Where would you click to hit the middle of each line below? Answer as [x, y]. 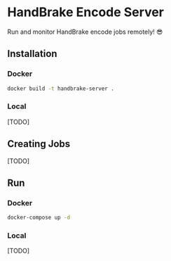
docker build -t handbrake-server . [61, 89]
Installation [32, 54]
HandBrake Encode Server [86, 12]
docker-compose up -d [39, 218]
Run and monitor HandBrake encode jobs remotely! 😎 [85, 32]
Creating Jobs [39, 144]
